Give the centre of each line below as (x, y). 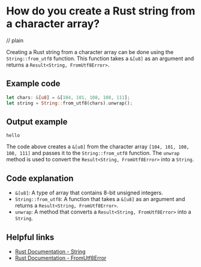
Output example (37, 121)
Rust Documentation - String (50, 251)
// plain (15, 40)
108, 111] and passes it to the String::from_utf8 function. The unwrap (93, 153)
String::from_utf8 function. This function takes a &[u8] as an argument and (100, 58)
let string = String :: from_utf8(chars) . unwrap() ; (70, 103)
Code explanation (40, 178)
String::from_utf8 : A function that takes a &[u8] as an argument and (100, 199)
